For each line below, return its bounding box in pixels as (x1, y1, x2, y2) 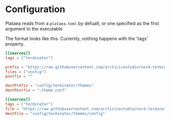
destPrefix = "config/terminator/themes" (5, 83, 94, 88)
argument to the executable (5, 25, 63, 31)
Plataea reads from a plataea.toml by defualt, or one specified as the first (5, 20, 159, 26)
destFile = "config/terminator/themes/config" (5, 111, 105, 116)
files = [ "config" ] (5, 69, 47, 74)
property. (5, 41, 25, 47)
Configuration (5, 4, 66, 15)
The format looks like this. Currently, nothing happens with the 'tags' (5, 35, 148, 42)
